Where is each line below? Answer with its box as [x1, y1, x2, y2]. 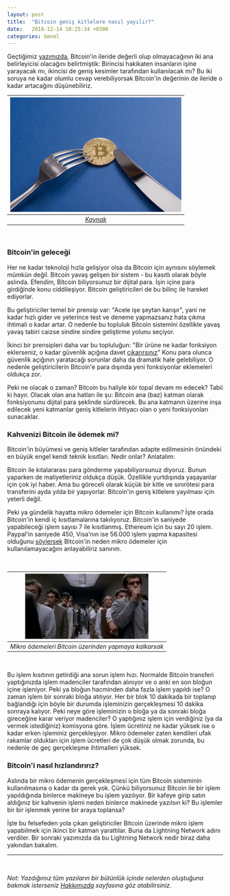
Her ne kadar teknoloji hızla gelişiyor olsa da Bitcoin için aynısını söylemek [7, 263, 216, 271]
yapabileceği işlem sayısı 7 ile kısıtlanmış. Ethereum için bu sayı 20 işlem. [7, 523, 214, 531]
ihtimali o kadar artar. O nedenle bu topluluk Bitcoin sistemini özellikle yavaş [7, 320, 220, 329]
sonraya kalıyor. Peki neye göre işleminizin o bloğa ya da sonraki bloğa [7, 707, 207, 716]
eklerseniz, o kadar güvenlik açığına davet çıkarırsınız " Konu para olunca [7, 348, 212, 356]
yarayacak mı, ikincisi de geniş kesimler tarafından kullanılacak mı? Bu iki [7, 67, 212, 75]
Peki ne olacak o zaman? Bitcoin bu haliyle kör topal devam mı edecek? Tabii [7, 383, 223, 391]
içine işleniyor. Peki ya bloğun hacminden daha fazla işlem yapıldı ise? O [7, 685, 211, 694]
